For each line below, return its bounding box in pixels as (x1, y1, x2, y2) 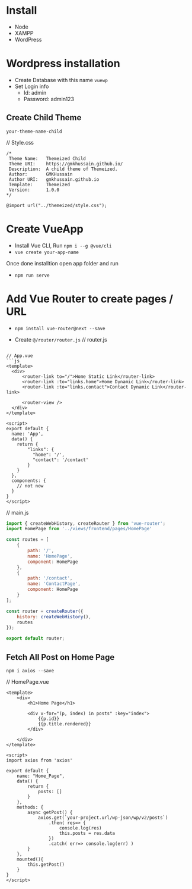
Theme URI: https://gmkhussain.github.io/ (8, 161, 123, 167)
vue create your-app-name (14, 249, 79, 255)
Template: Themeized (8, 181, 70, 187)
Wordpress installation (6, 57, 120, 70)
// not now (17, 483, 44, 489)
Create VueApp (6, 222, 84, 236)
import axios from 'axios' (6, 757, 73, 763)
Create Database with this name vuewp (14, 76, 108, 83)
